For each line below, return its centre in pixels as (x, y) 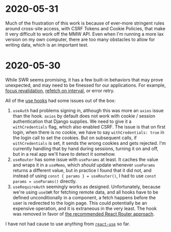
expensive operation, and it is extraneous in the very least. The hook (85, 208)
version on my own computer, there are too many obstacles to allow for (80, 39)
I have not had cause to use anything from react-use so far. (68, 224)
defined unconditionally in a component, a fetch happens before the (84, 197)
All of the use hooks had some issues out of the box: (60, 100)
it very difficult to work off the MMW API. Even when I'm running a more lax (84, 34)
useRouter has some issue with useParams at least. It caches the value (85, 159)
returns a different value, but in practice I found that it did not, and (82, 170)
